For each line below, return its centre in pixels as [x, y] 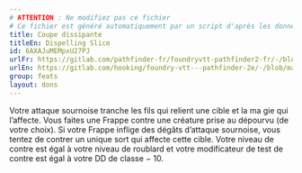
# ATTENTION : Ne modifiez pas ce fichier [90, 18]
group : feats [34, 77]
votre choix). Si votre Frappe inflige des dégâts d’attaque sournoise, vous [145, 129]
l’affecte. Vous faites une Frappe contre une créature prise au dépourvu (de [149, 120]
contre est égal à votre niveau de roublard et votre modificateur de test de [146, 149]
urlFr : [22, 59]
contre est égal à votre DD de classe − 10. [87, 158]
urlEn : [22, 68]
